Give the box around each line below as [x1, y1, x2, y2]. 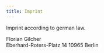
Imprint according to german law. [6, 24, 86, 31]
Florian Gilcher [6, 35, 41, 42]
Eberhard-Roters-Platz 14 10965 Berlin [6, 41, 99, 48]
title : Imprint [6, 8, 43, 14]
